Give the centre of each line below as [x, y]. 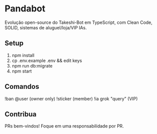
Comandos [22, 87]
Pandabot [25, 9]
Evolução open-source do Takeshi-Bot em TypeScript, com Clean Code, [78, 22]
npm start [22, 71]
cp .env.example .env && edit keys [47, 61]
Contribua [21, 114]
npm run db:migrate [32, 66]
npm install [23, 55]
